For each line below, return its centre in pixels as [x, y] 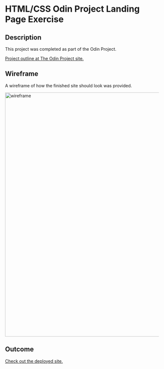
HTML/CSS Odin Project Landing [72, 9]
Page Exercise [34, 19]
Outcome [20, 349]
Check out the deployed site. [34, 361]
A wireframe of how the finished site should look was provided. [69, 85]
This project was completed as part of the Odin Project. [61, 49]
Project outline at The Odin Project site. [44, 59]
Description [23, 37]
